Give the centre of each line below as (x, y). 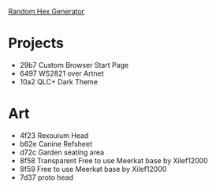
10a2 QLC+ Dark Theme (59, 81)
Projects (36, 43)
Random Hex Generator (47, 11)
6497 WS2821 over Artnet (61, 73)
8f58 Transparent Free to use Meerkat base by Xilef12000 (114, 160)
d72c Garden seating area (62, 152)
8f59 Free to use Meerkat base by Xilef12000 (93, 169)
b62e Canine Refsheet (56, 143)
